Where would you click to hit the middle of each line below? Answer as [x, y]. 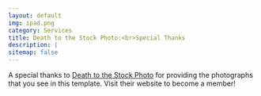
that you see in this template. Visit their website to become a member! [122, 83]
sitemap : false [33, 52]
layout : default [35, 15]
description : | [33, 45]
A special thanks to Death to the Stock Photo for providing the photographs [130, 75]
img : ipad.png [32, 23]
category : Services [40, 30]
